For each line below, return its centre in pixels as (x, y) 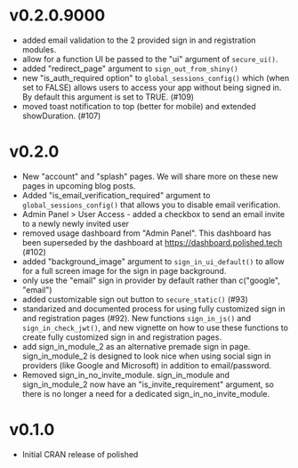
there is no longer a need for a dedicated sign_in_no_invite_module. (145, 393)
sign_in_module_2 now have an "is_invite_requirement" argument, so (148, 384)
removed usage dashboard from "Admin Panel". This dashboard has (146, 233)
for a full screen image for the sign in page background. (124, 270)
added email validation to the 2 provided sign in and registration (139, 40)
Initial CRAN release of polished (80, 454)
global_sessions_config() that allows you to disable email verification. (151, 205)
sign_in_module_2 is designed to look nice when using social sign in (146, 356)
